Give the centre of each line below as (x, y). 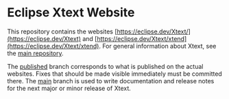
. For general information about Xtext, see (158, 46)
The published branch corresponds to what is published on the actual (105, 66)
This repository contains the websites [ (62, 31)
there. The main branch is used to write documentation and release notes (111, 81)
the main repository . (35, 53)
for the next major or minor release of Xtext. (69, 88)
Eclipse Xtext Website (71, 13)
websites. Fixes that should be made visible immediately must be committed (115, 74)
